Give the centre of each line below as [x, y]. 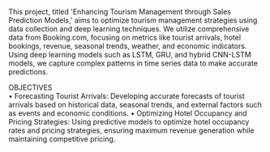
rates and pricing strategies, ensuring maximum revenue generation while [131, 130]
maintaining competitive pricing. [62, 139]
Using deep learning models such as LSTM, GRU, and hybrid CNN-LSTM [130, 55]
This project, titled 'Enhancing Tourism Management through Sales [120, 12]
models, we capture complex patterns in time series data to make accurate [133, 63]
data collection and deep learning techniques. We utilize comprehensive [129, 29]
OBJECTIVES [30, 87]
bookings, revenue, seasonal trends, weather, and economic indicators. [128, 46]
